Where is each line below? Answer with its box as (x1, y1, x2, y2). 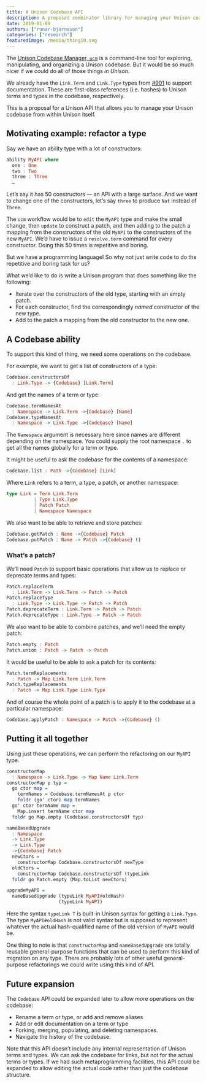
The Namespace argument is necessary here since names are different (6, 431, 181, 439)
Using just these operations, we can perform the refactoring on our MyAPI (6, 750, 191, 757)
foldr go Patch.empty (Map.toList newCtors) (12, 876, 128, 882)
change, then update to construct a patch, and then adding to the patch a (6, 222, 191, 229)
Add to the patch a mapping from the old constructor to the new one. (15, 317, 190, 324)
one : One (12, 162, 37, 169)
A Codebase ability (6, 334, 81, 344)
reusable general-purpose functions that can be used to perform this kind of (6, 948, 199, 955)
